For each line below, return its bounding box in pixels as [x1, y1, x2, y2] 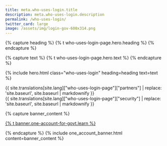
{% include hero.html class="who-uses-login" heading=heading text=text [5, 70, 158, 76]
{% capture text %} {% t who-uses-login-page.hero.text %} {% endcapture [5, 55, 162, 61]
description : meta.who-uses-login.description [5, 12, 105, 17]
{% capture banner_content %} [5, 111, 70, 117]
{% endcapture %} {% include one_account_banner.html [5, 130, 123, 136]
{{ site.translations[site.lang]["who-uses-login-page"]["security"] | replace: [5, 96, 161, 102]
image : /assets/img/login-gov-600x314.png [5, 26, 96, 31]
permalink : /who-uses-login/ [5, 17, 66, 22]
